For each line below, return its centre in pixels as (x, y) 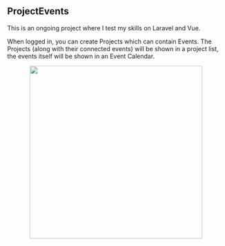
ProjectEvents (38, 11)
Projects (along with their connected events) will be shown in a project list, (113, 48)
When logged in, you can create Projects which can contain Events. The (109, 41)
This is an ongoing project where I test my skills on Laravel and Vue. (104, 28)
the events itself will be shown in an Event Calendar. (81, 56)
